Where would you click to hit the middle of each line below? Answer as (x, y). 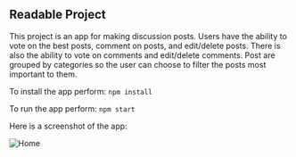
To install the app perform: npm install (81, 91)
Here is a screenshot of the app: (68, 126)
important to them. (43, 74)
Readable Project (58, 15)
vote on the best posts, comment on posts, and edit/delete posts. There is (145, 45)
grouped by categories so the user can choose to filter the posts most (138, 64)
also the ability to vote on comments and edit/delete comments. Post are (142, 55)
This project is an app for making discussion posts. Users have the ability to (148, 36)
